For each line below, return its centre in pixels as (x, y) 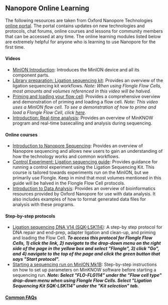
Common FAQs (21, 297)
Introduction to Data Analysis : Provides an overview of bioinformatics (84, 188)
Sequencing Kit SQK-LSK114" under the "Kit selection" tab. (76, 286)
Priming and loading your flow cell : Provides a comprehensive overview (86, 96)
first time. (15, 47)
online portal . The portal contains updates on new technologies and (75, 26)
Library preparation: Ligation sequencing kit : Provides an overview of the (88, 80)
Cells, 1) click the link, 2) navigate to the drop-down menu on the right (87, 243)
